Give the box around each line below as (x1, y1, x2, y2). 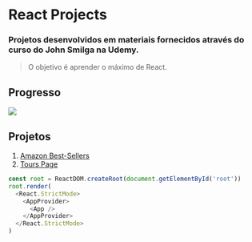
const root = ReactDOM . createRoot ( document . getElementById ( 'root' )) (8, 175, 242, 184)
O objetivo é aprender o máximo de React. (27, 63, 168, 72)
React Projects (8, 6, 108, 24)
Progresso (8, 86, 62, 99)
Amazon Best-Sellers (19, 151, 90, 161)
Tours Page (19, 159, 58, 169)
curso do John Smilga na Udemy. (8, 44, 139, 55)
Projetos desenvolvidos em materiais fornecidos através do (8, 34, 245, 46)
